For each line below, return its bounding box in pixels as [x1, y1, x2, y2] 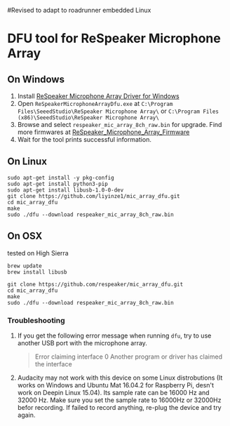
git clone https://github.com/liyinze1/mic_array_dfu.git [7, 192, 180, 199]
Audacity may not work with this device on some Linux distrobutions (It [17, 373, 223, 382]
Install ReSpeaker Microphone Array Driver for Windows [17, 92, 180, 100]
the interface [34, 359, 72, 368]
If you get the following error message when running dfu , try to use [17, 331, 212, 340]
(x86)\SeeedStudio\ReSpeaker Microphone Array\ [17, 114, 159, 121]
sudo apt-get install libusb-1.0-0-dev [7, 186, 124, 194]
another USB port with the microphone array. [17, 338, 147, 347]
